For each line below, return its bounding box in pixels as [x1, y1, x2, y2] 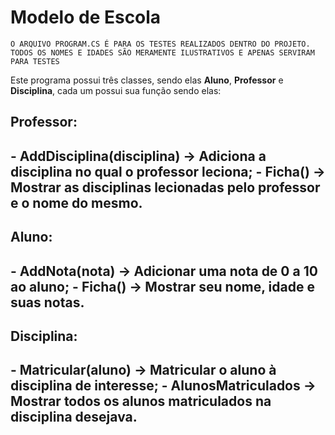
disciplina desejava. [10, 409, 138, 426]
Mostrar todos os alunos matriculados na [10, 393, 272, 410]
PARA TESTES [10, 56, 60, 66]
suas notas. [10, 294, 85, 311]
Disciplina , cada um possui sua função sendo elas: [10, 84, 222, 96]
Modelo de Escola [10, 6, 162, 29]
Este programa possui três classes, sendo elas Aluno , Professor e [10, 74, 284, 86]
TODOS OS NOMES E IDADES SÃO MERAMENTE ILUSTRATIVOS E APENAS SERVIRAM [10, 47, 315, 58]
